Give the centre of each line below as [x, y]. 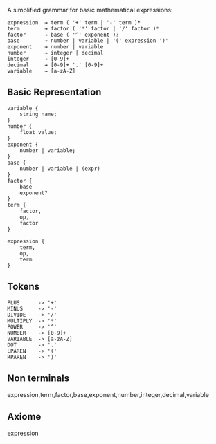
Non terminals [38, 379]
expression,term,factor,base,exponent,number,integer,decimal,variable [108, 395]
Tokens [24, 287]
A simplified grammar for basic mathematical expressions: [90, 10]
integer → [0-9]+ [38, 59]
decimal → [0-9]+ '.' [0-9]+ [55, 65]
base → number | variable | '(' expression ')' [88, 41]
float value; [38, 132]
